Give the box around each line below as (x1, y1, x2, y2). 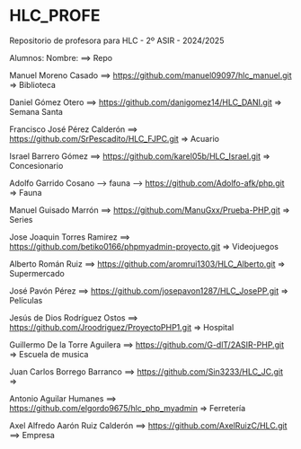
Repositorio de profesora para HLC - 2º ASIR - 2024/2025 (9, 35, 225, 46)
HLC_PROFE (9, 5, 101, 26)
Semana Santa (9, 106, 63, 117)
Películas (9, 295, 43, 305)
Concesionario (9, 160, 64, 171)
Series (9, 214, 33, 224)
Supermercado (9, 268, 65, 278)
